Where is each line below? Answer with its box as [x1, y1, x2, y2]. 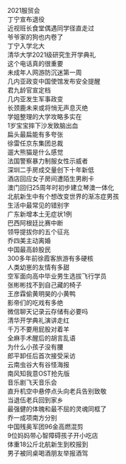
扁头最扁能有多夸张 [7, 130, 64, 138]
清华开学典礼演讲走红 [7, 316, 69, 324]
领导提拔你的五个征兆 [7, 227, 69, 236]
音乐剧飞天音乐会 [7, 378, 57, 386]
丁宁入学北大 [7, 42, 45, 50]
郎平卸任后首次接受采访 [7, 351, 76, 360]
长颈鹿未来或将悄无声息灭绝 [7, 103, 88, 112]
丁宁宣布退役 [7, 15, 45, 23]
